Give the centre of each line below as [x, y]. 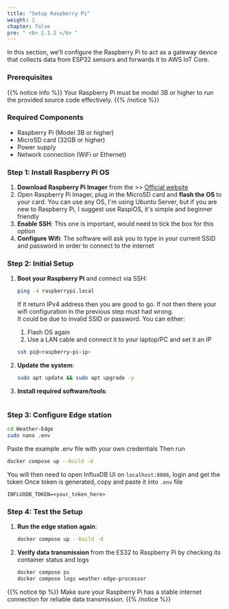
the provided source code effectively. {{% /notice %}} [83, 100]
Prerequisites [30, 78]
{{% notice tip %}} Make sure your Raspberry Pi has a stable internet [105, 592]
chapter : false [29, 26]
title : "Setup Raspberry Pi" [49, 13]
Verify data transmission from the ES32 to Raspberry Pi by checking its [119, 553]
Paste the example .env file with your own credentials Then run [96, 449]
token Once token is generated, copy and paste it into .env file [95, 482]
